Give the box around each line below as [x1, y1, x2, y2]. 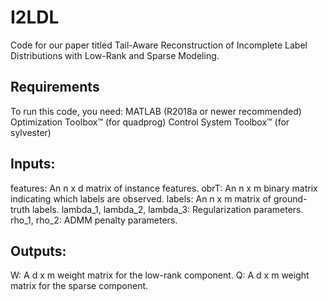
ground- [273, 192, 308, 205]
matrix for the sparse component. [10, 280, 149, 292]
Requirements [10, 79, 100, 96]
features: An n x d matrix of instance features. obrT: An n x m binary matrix [10, 182, 318, 194]
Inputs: [10, 156, 56, 173]
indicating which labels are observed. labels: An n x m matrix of [10, 192, 272, 205]
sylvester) [10, 126, 52, 138]
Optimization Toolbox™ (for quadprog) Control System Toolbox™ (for [10, 116, 290, 128]
